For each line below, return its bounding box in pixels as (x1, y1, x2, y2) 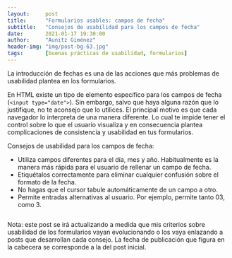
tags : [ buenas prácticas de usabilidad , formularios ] (7, 50, 188, 57)
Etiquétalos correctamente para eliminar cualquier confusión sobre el (17, 170, 219, 179)
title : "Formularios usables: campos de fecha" (7, 17, 166, 24)
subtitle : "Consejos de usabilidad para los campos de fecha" (7, 23, 200, 30)
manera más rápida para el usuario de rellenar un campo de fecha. (17, 163, 212, 171)
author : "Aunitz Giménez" (7, 37, 97, 44)
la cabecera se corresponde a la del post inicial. (7, 242, 147, 251)
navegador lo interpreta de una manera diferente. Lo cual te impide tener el (7, 112, 226, 121)
